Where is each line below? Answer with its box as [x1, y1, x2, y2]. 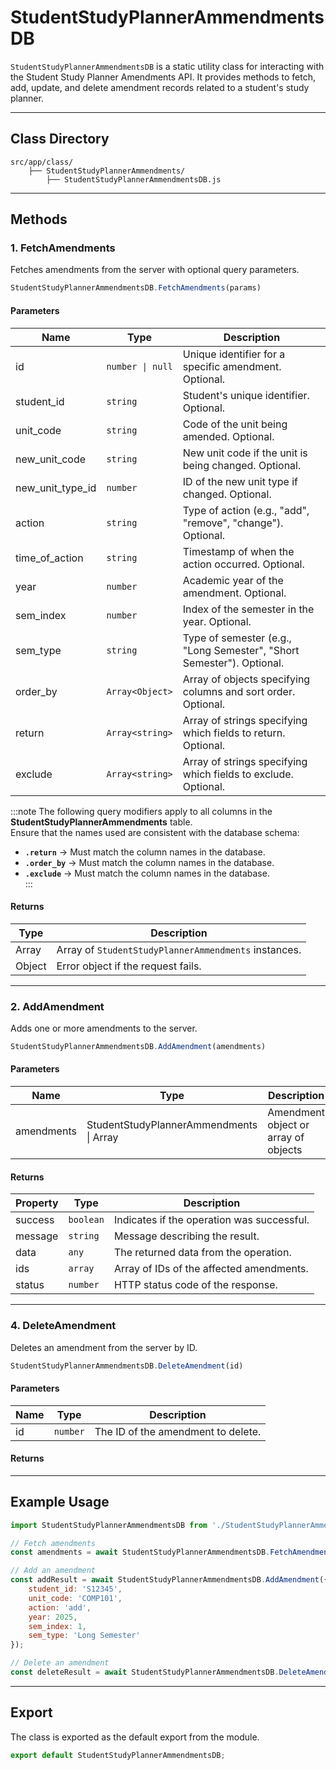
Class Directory [10, 131, 110, 148]
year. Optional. [182, 614, 252, 628]
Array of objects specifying [182, 672, 311, 686]
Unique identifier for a [182, 347, 286, 361]
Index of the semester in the [182, 602, 315, 616]
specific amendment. [182, 359, 282, 373]
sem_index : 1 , [28, 1621, 87, 1631]
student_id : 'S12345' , [28, 1584, 123, 1595]
